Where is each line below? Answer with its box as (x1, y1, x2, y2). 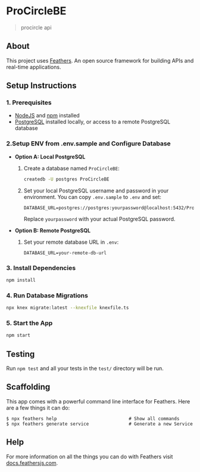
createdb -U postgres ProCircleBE (23, 176, 110, 182)
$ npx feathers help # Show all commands (6, 415, 180, 421)
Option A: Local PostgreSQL (14, 153, 86, 160)
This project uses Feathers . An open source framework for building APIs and (6, 57, 194, 64)
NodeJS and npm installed (14, 112, 80, 119)
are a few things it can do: (6, 404, 70, 411)
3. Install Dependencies (6, 263, 76, 272)
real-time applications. (6, 63, 61, 70)
